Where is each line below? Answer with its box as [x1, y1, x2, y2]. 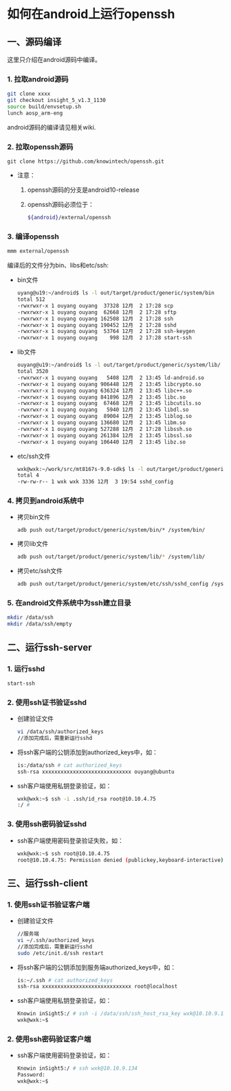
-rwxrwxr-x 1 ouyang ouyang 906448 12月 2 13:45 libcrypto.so [16, 381, 201, 388]
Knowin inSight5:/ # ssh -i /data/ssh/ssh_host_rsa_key [16, 1010, 181, 1017]
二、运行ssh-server [7, 641, 92, 653]
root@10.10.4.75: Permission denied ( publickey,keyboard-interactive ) [16, 857, 224, 863]
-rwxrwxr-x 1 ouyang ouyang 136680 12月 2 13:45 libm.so [16, 419, 186, 426]
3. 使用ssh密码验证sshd [7, 819, 87, 829]
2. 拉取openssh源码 [7, 142, 74, 152]
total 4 [16, 472, 39, 479]
